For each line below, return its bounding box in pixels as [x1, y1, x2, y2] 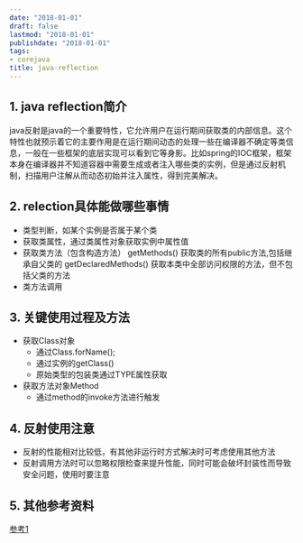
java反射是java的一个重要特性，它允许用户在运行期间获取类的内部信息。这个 [9, 124, 293, 135]
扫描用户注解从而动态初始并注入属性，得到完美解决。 [24, 170, 223, 180]
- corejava [9, 55, 50, 64]
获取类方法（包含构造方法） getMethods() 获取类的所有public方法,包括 [22, 247, 285, 258]
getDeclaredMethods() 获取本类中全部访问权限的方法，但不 [64, 258, 286, 269]
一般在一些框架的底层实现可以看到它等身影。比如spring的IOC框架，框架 [24, 147, 292, 158]
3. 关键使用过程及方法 [9, 309, 131, 325]
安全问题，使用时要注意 [22, 469, 110, 480]
